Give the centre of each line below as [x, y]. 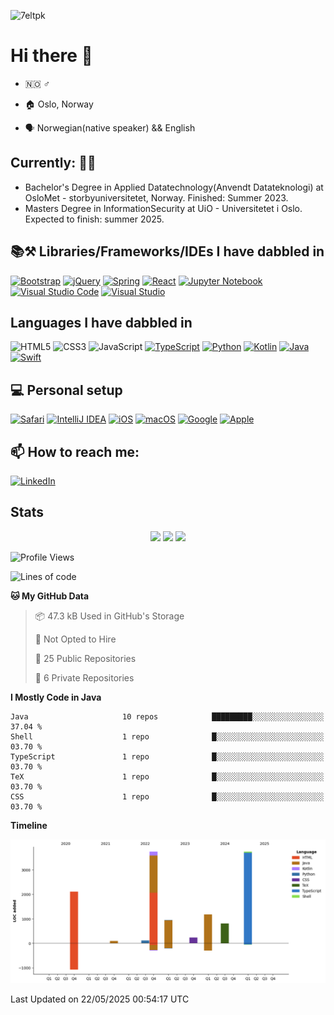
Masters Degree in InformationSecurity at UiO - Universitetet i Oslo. [163, 208]
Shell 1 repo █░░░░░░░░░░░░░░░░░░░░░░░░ [167, 736]
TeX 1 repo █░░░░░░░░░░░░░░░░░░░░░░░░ [167, 776]
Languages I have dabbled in [101, 322]
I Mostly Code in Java [56, 697]
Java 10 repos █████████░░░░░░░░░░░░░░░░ [167, 716]
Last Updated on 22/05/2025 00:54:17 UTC [100, 999]
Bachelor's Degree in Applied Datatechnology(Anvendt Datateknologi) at [174, 187]
